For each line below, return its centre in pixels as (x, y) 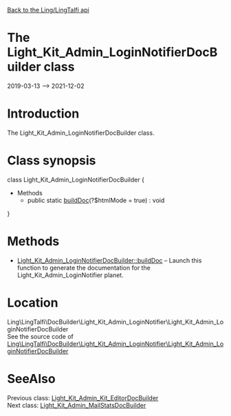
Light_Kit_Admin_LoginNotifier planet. (70, 275)
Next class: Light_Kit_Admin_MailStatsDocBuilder (77, 405)
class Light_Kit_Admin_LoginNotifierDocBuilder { (76, 179)
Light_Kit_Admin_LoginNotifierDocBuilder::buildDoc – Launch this (109, 260)
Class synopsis (52, 161)
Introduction (43, 114)
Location (33, 303)
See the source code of (41, 336)
